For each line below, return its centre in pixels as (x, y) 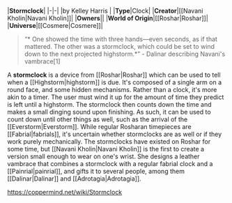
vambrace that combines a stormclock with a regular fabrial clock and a (110, 164)
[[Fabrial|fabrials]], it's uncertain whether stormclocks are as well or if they (114, 134)
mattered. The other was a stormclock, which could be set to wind (119, 46)
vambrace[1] (42, 61)
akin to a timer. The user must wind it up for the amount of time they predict (116, 97)
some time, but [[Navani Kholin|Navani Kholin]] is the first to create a (106, 149)
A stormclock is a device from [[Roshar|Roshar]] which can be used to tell (114, 75)
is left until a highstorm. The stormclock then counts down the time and (109, 104)
